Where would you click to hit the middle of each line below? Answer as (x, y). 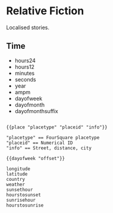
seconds (25, 79)
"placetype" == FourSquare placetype (53, 137)
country (16, 179)
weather (16, 184)
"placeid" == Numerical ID (40, 143)
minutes (24, 73)
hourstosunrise (25, 205)
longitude (18, 169)
